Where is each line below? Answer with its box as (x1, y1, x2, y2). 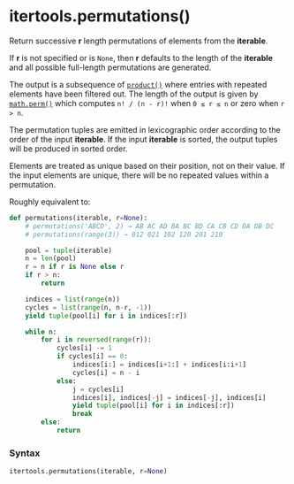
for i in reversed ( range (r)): (41, 335, 152, 344)
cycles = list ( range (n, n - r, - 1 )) (25, 303, 152, 311)
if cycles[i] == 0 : (56, 352, 128, 361)
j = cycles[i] (72, 385, 124, 394)
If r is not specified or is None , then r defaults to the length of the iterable (9, 52, 274, 63)
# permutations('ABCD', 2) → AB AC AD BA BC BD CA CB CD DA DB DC (25, 221, 275, 231)
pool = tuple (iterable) (25, 246, 113, 255)
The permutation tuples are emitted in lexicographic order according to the (9, 124, 281, 134)
